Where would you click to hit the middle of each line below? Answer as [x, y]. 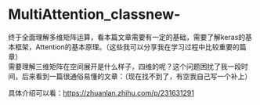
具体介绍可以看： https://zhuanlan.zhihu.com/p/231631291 [101, 92]
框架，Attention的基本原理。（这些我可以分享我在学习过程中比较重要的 [127, 47]
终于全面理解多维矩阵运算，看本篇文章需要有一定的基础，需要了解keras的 [127, 37]
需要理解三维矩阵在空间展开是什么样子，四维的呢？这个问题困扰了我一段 [125, 66]
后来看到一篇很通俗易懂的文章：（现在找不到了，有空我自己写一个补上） [137, 76]
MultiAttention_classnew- [94, 14]
